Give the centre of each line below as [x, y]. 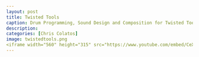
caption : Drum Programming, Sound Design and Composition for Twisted [95, 23]
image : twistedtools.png [37, 39]
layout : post [22, 12]
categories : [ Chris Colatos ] [42, 34]
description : [22, 28]
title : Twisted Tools [33, 17]
